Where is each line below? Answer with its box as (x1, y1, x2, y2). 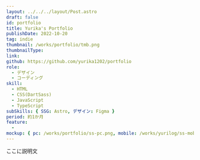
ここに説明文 (6, 147, 37, 155)
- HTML (11, 86, 28, 92)
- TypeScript (11, 102, 44, 109)
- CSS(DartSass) (11, 92, 52, 98)
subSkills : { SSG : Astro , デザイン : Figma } (6, 108, 115, 114)
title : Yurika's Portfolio (6, 25, 73, 32)
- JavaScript (11, 97, 44, 103)
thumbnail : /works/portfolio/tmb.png (6, 42, 100, 48)
